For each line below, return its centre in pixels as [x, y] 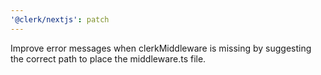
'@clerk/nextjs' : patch [60, 19]
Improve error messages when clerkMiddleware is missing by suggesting [161, 48]
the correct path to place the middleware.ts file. [108, 58]
